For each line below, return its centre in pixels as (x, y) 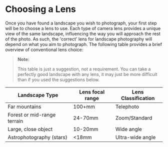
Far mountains (24, 106)
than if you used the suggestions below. (58, 79)
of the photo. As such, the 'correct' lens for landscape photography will (79, 39)
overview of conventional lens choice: (44, 49)
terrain (15, 121)
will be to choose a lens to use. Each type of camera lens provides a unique (83, 28)
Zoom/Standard (134, 117)
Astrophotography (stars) (37, 137)
